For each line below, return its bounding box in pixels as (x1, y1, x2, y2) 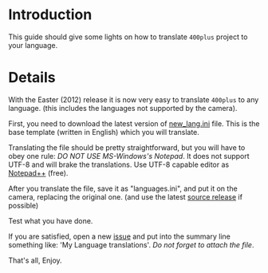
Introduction (8, 6, 93, 24)
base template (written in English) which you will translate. (8, 127, 199, 136)
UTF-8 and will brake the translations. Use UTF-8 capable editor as (8, 160, 230, 169)
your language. (8, 40, 58, 49)
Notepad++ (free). (8, 168, 69, 177)
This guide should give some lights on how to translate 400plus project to (8, 32, 248, 42)
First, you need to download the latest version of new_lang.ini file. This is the (8, 118, 260, 129)
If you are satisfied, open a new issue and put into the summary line (8, 231, 231, 241)
